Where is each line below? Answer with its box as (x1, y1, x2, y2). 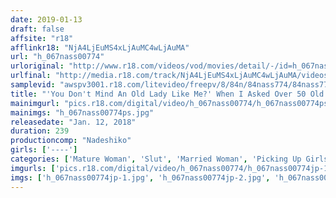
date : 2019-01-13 (10, 14, 83, 25)
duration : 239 (10, 126, 70, 136)
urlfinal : (10, 71, 52, 81)
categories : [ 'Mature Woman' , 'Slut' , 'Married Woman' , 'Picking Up (10, 154, 302, 164)
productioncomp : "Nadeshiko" (10, 136, 132, 146)
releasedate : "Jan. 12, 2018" (10, 117, 137, 127)
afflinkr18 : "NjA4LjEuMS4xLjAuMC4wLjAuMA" (10, 42, 190, 53)
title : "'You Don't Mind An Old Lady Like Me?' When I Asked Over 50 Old (10, 89, 325, 99)
